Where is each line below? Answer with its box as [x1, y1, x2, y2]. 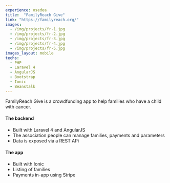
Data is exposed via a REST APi [12, 137, 79, 144]
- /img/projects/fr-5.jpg [10, 46, 66, 51]
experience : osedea [5, 7, 47, 13]
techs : [5, 55, 19, 61]
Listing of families [12, 167, 50, 173]
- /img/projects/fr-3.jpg [10, 36, 66, 42]
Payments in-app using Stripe [12, 172, 76, 178]
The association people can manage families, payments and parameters [12, 132, 165, 138]
